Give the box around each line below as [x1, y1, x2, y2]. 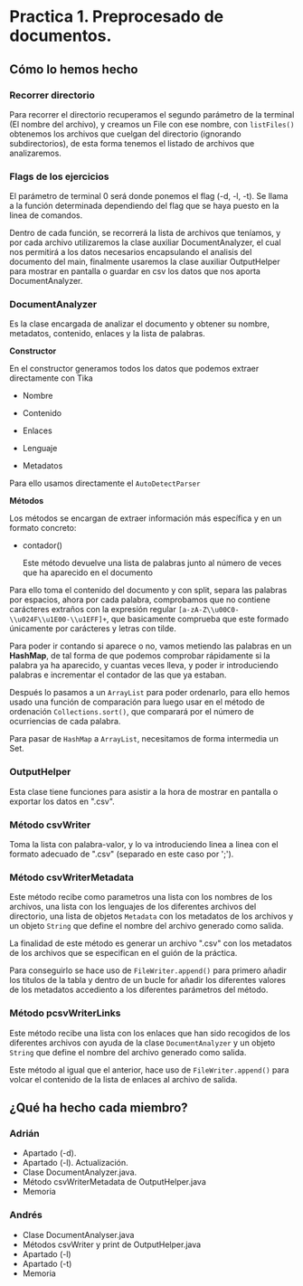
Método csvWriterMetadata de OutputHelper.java [22, 1177, 206, 1187]
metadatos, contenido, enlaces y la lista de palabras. [9, 328, 205, 339]
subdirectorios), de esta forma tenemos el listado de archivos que [9, 137, 255, 148]
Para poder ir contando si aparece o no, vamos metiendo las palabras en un [9, 640, 292, 652]
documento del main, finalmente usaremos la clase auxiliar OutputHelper [9, 256, 280, 268]
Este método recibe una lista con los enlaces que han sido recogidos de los [9, 1027, 291, 1038]
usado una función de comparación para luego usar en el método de [9, 696, 265, 707]
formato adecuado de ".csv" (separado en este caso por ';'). [9, 848, 234, 860]
